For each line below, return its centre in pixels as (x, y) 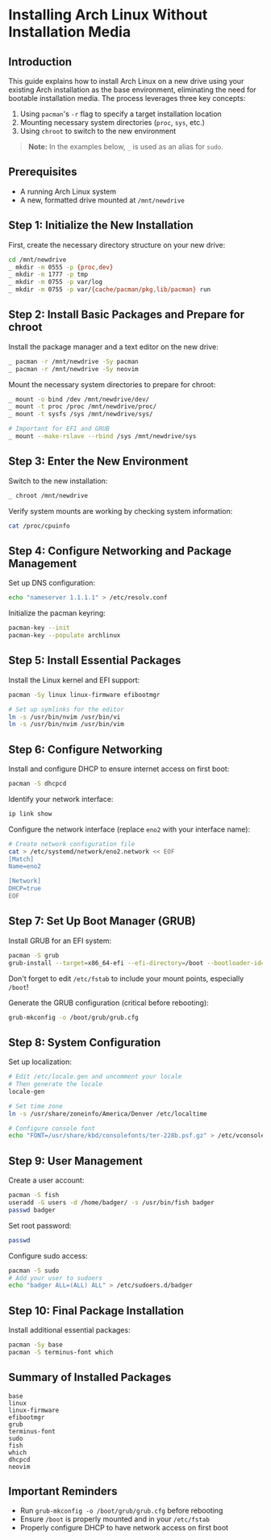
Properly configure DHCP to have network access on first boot (124, 1528)
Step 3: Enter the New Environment (98, 461)
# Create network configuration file (72, 844)
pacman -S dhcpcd (38, 784)
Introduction (40, 62)
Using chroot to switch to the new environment (98, 131)
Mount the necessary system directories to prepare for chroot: (112, 384)
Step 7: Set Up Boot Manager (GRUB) (102, 921)
